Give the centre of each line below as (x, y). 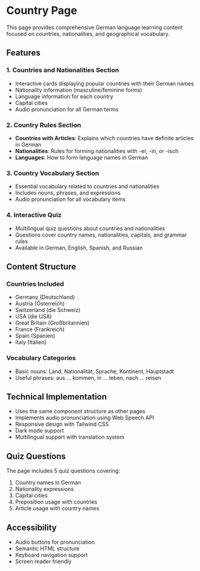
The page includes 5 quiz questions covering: (63, 471)
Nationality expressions (44, 489)
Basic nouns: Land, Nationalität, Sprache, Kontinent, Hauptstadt (95, 371)
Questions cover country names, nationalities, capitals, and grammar (101, 235)
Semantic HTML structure (47, 548)
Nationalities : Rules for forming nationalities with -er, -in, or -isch (97, 151)
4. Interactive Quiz (34, 215)
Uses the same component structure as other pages (80, 411)
